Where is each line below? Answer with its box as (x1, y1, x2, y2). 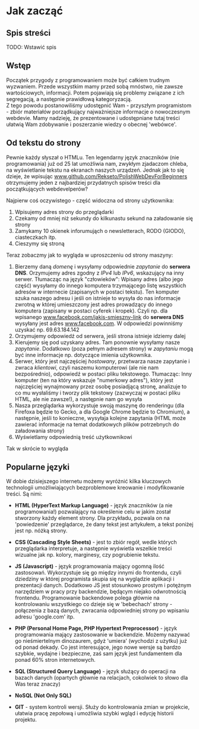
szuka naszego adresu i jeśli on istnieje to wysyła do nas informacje (14, 294, 181, 301)
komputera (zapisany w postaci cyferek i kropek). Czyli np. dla (14, 307, 168, 314)
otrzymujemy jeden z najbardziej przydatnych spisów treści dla (6, 179, 160, 186)
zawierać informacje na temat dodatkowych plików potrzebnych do (14, 421, 179, 428)
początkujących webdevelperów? (6, 185, 88, 192)
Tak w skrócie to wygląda (6, 444, 68, 452)
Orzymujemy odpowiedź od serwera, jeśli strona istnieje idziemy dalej (14, 332, 186, 339)
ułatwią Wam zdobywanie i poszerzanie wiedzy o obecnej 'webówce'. (6, 121, 177, 128)
